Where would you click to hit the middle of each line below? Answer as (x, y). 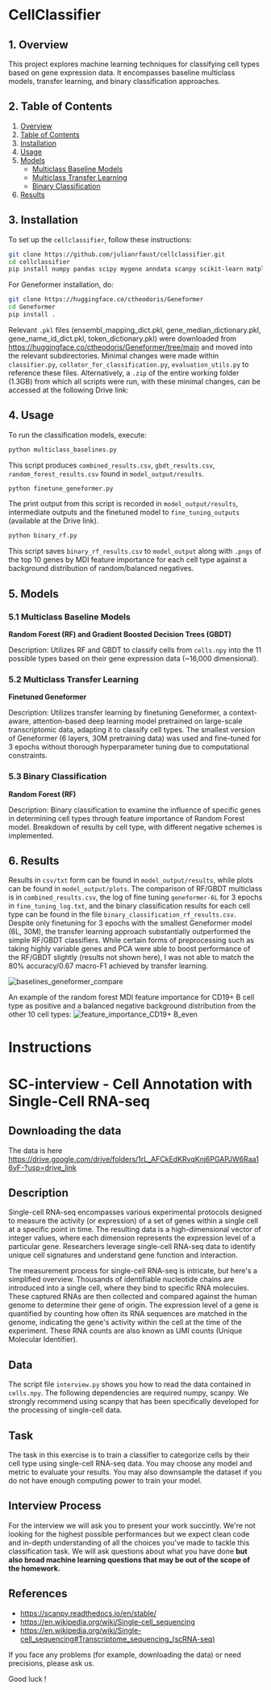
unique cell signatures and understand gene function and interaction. (123, 1255)
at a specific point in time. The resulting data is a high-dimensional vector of (135, 1230)
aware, (20, 721)
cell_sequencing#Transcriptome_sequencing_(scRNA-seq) (117, 1639)
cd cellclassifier (39, 262)
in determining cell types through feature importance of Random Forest (127, 818)
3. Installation (44, 220)
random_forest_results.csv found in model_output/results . (106, 473)
